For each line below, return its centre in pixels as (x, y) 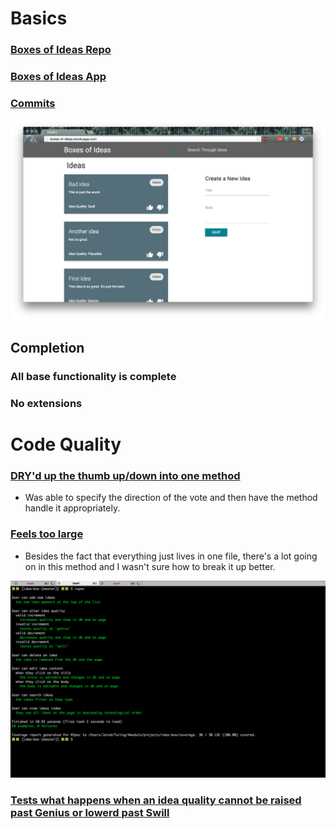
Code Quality (66, 444)
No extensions (46, 403)
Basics (39, 18)
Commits (33, 103)
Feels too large (47, 534)
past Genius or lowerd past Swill (90, 812)
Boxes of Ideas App (58, 77)
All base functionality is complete (93, 377)
